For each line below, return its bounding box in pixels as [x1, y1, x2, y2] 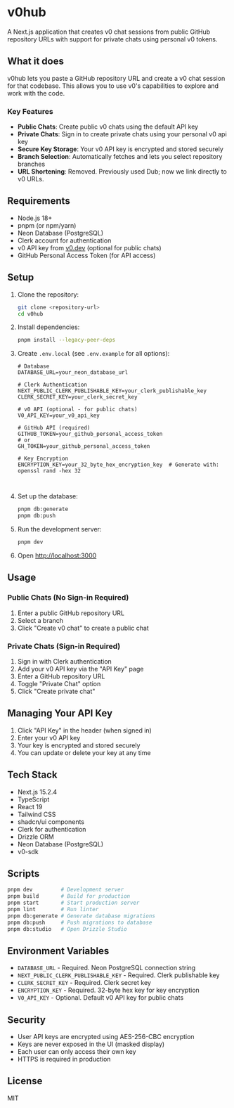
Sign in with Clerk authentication [17, 657, 112, 665]
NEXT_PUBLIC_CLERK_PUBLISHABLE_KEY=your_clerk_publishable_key [17, 387, 207, 394]
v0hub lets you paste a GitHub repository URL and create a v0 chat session [7, 74, 226, 82]
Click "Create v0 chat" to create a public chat [17, 624, 149, 632]
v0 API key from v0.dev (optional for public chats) [17, 243, 162, 252]
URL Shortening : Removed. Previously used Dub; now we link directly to [17, 167, 227, 176]
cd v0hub [17, 310, 44, 317]
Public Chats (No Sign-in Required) [7, 593, 129, 603]
